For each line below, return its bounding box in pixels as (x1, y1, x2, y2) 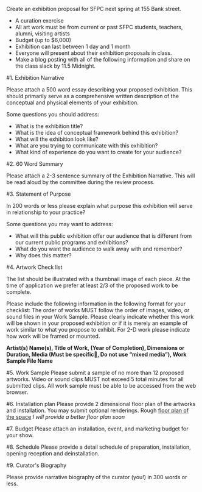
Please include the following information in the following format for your (6, 300, 186, 307)
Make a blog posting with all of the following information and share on (15, 56, 190, 63)
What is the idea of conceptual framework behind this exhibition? (15, 129, 178, 136)
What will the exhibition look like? (15, 135, 99, 143)
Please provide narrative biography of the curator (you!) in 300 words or (6, 474, 187, 480)
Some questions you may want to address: (6, 221, 113, 227)
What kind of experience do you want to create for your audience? (15, 149, 182, 155)
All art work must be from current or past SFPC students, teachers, (15, 24, 183, 30)
